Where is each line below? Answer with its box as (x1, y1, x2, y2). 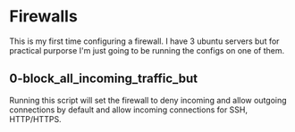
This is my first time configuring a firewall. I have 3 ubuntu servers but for (9, 36, 280, 46)
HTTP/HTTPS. (9, 113, 62, 124)
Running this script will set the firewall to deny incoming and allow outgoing (9, 95, 288, 105)
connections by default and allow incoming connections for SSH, (9, 104, 249, 115)
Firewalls (9, 6, 78, 27)
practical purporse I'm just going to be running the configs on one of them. (9, 45, 284, 55)
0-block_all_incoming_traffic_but (9, 71, 198, 87)
